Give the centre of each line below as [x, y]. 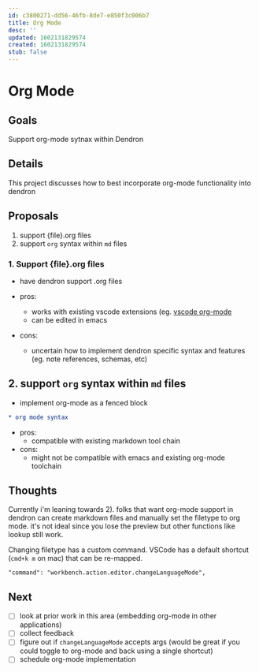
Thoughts [33, 491]
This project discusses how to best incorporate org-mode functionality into [130, 183]
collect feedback [47, 633]
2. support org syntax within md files [97, 384]
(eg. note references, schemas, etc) [89, 359]
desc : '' [22, 30]
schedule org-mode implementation [78, 659]
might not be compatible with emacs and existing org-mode [128, 457]
